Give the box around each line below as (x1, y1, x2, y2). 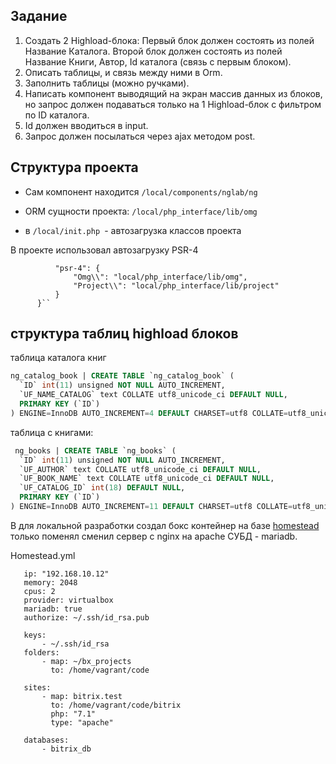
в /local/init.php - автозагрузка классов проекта (24, 224, 242, 236)
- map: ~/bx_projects (41, 656, 132, 666)
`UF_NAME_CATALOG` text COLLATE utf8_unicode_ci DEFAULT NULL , (19, 390, 288, 400)
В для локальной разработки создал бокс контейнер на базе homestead (10, 519, 320, 531)
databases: (23, 735, 70, 745)
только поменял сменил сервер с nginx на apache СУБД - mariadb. (10, 530, 298, 542)
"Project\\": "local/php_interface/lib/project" (73, 280, 280, 291)
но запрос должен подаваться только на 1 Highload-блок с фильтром (24, 98, 322, 110)
